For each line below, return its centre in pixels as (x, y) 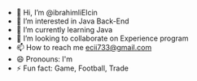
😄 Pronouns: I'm (44, 59)
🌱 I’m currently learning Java (64, 30)
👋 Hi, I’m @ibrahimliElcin (57, 13)
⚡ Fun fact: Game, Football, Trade (72, 68)
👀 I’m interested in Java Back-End (72, 21)
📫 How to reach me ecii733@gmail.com (84, 47)
